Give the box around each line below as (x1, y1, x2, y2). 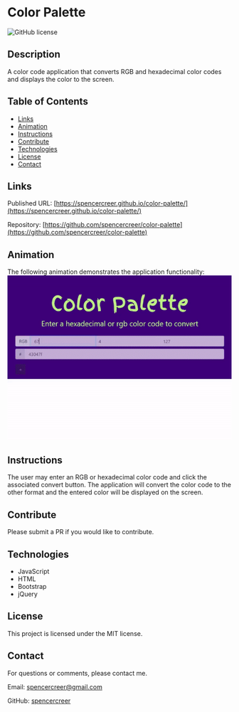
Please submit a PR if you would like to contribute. (7, 528, 154, 536)
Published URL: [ (7, 199, 57, 208)
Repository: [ (7, 220, 45, 229)
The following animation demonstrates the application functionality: (7, 267, 205, 276)
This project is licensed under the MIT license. (7, 629, 143, 637)
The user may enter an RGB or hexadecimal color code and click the (7, 473, 208, 482)
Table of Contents (7, 95, 89, 107)
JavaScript (17, 567, 50, 576)
